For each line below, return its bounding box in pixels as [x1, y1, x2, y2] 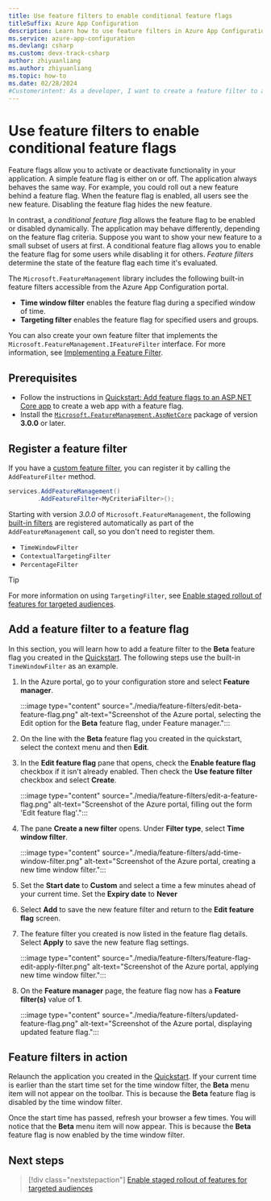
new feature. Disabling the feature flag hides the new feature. [8, 199, 212, 210]
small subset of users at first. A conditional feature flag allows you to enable [8, 241, 261, 251]
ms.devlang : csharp [8, 42, 74, 50]
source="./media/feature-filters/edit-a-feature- [102, 790, 258, 800]
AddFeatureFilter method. [8, 471, 96, 481]
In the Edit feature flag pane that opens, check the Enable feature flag [19, 757, 256, 767]
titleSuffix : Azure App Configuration [8, 19, 139, 27]
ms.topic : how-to [8, 72, 67, 80]
